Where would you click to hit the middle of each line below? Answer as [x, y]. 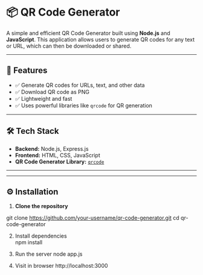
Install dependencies [41, 236]
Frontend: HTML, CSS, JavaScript [58, 155]
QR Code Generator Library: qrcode [60, 162]
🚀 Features [27, 71]
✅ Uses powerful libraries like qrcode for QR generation [84, 105]
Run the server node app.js [49, 254]
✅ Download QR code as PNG [52, 92]
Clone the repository [41, 206]
